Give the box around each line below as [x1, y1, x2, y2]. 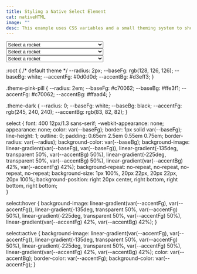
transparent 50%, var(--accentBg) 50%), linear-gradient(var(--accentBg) [6, 157, 184, 164]
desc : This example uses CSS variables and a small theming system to [6, 25, 182, 31]
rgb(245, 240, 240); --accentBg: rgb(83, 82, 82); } [6, 109, 128, 116]
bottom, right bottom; [6, 182, 57, 190]
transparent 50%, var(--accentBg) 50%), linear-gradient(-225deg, [6, 151, 167, 158]
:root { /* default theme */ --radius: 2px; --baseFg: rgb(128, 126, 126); [6, 67, 174, 74]
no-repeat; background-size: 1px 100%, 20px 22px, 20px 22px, [24, 170, 178, 177]
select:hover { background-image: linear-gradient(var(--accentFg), [6, 200, 168, 207]
